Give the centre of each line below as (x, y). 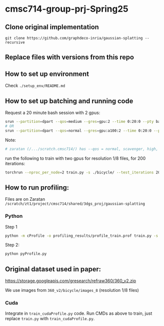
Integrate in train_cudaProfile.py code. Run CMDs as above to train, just (79, 313)
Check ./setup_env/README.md (35, 86)
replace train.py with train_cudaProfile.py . (50, 319)
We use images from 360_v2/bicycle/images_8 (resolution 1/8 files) (72, 290)
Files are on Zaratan (25, 199)
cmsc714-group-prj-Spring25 (67, 9)
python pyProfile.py (26, 254)
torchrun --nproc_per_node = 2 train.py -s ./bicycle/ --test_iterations (79, 172)
